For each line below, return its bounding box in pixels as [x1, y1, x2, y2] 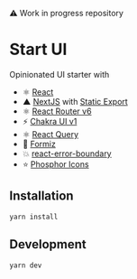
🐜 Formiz [22, 138, 56, 149]
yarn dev [9, 261, 42, 270]
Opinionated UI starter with [9, 69, 110, 79]
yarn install [9, 212, 59, 221]
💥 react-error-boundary [22, 148, 112, 159]
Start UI [9, 40, 68, 60]
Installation [9, 189, 74, 204]
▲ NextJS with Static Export [22, 96, 128, 107]
